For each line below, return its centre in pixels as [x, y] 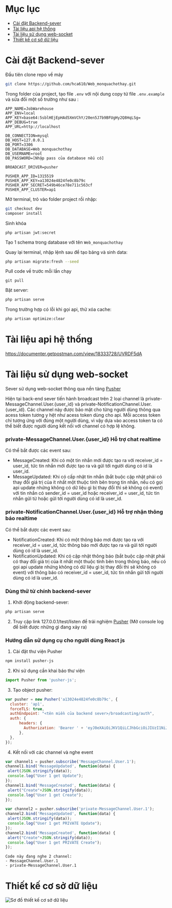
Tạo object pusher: [33, 690]
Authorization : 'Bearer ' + [53, 728]
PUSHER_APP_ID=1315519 [29, 176]
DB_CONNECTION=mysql [27, 136]
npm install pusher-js [29, 661]
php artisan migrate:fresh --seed [42, 262]
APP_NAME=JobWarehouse [29, 108]
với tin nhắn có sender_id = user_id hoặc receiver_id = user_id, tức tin [86, 493]
